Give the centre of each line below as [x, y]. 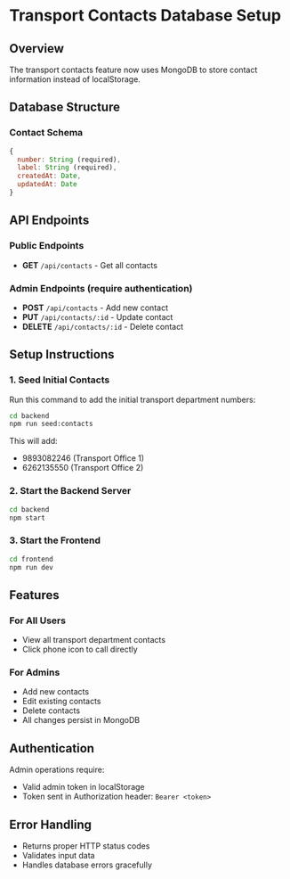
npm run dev [31, 567]
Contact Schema [46, 133]
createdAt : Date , [49, 176]
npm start [28, 518]
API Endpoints [49, 221]
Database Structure [64, 107]
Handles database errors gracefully [87, 865]
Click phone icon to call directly [80, 649]
